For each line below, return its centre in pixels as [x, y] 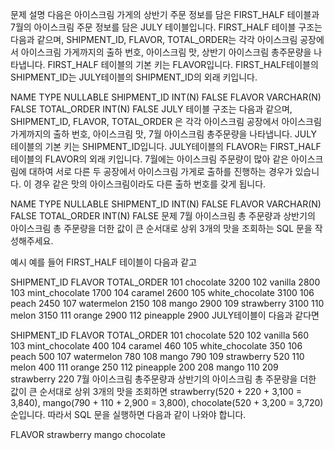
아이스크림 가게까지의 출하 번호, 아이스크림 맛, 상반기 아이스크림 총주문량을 [166, 52]
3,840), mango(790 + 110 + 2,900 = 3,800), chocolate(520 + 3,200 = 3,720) [167, 402]
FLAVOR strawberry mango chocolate [88, 434]
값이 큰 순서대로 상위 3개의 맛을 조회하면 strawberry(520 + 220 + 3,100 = [156, 391]
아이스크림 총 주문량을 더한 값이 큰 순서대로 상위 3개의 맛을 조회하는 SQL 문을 [161, 228]
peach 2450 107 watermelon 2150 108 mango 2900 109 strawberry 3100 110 [167, 303]
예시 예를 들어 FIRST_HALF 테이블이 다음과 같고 [104, 262]
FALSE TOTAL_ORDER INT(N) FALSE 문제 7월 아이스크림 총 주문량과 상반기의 [163, 216]
